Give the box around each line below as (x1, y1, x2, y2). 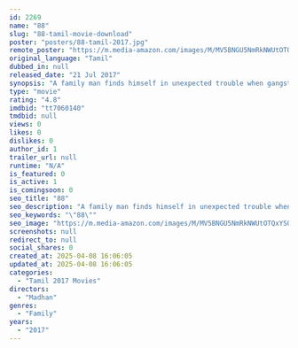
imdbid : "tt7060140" (9, 104, 86, 112)
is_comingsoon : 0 (9, 186, 74, 195)
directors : (9, 284, 50, 293)
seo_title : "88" (9, 194, 69, 204)
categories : (9, 268, 53, 277)
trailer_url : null (9, 152, 77, 162)
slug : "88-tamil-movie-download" (9, 29, 133, 38)
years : (9, 318, 34, 327)
